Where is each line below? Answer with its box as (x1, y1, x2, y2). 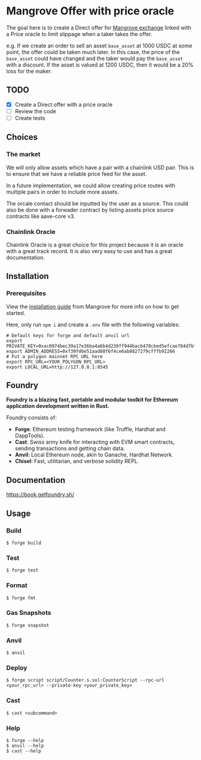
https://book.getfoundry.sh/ (6, 491, 75, 498)
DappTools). (14, 432, 45, 439)
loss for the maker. (6, 67, 52, 74)
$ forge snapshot (6, 622, 50, 628)
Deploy (6, 664, 28, 672)
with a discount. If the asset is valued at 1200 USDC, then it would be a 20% (6, 61, 194, 68)
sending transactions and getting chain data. (14, 445, 126, 452)
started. (6, 309, 26, 316)
